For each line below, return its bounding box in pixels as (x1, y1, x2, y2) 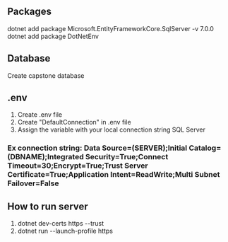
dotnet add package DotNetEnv (7, 32, 99, 40)
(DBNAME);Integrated (7, 152, 84, 162)
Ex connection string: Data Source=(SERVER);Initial (7, 143, 188, 153)
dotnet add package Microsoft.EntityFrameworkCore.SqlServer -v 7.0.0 (7, 24, 214, 33)
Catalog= (188, 143, 222, 153)
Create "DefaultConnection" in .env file (17, 118, 132, 127)
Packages (7, 6, 52, 18)
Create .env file (17, 110, 62, 119)
